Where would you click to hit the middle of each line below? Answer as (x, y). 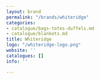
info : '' (17, 61)
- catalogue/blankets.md (37, 34)
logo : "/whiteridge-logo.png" (44, 45)
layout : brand (24, 12)
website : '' (21, 50)
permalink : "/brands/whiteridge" (48, 17)
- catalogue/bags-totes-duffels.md (50, 28)
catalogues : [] (25, 56)
